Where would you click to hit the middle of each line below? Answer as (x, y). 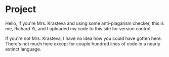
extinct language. (23, 49)
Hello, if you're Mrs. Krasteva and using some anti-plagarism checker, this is (85, 23)
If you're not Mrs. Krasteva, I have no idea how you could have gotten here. (84, 38)
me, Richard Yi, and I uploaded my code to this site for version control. (78, 28)
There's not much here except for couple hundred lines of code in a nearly (83, 43)
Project (21, 9)
